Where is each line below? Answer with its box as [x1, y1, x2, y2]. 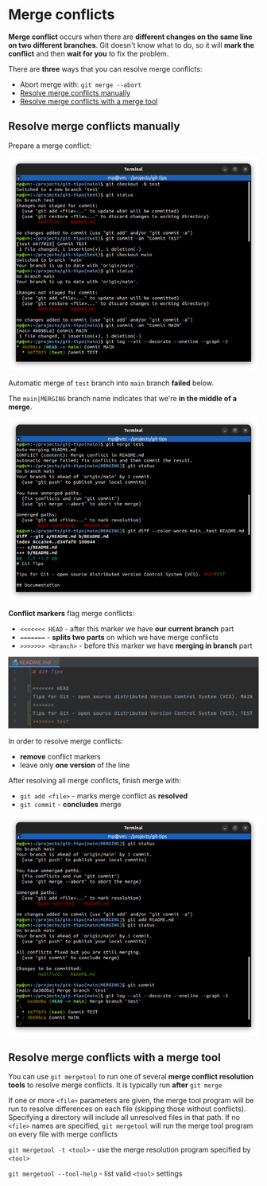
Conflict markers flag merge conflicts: [8, 609, 135, 618]
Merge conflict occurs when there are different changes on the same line [8, 32, 253, 41]
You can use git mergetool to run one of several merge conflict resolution [8, 1072, 254, 1082]
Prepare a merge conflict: [8, 141, 92, 150]
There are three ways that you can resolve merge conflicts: [8, 64, 203, 73]
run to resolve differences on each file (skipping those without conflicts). [8, 1104, 246, 1114]
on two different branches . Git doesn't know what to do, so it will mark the [8, 40, 254, 49]
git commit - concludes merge [19, 800, 122, 810]
